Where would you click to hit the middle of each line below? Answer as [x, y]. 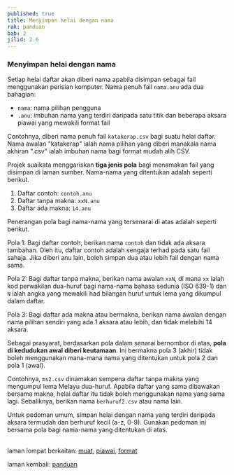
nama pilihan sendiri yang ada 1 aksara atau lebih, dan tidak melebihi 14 [110, 322]
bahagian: [22, 95]
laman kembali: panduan [43, 464]
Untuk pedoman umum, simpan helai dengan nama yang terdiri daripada [111, 415]
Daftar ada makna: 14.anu [54, 208]
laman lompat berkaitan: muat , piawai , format [72, 451]
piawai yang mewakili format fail [64, 123]
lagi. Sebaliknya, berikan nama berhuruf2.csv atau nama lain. [95, 401]
